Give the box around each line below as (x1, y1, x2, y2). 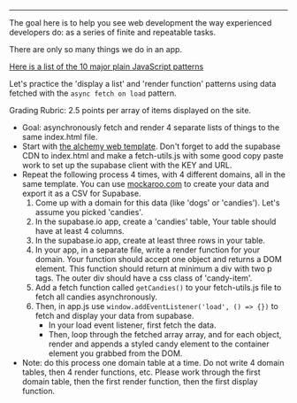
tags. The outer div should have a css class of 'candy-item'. (34, 273, 253, 283)
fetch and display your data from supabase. (34, 311, 194, 321)
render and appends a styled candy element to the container (48, 338, 270, 349)
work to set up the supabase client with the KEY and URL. (21, 160, 232, 170)
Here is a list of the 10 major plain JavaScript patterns (9, 61, 204, 72)
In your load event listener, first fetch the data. (48, 320, 217, 330)
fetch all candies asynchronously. (34, 291, 157, 302)
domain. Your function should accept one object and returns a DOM (34, 254, 283, 264)
